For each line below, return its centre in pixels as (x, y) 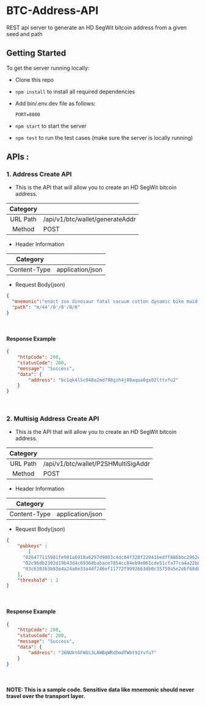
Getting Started (36, 53)
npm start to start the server (51, 126)
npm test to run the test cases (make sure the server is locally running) (104, 137)
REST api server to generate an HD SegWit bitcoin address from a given (97, 27)
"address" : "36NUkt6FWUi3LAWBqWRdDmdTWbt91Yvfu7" (92, 653)
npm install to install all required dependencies (75, 92)
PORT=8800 (28, 114)
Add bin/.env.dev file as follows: (55, 103)
